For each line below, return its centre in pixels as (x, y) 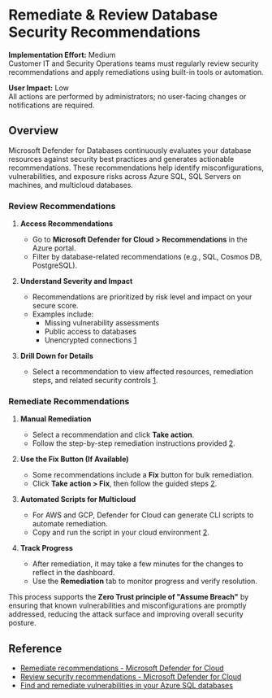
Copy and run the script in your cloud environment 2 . (121, 532)
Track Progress (46, 548)
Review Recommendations (62, 206)
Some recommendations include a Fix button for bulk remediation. (143, 475)
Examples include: (63, 314)
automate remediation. (70, 524)
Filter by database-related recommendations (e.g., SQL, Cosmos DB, (147, 257)
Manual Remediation (56, 419)
